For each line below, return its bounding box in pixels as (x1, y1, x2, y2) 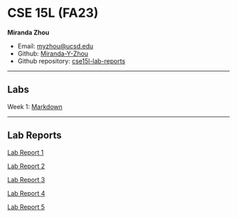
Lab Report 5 (7, 203, 45, 211)
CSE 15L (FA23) (7, 5, 99, 21)
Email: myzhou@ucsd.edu (17, 41, 94, 50)
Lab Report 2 (7, 162, 45, 170)
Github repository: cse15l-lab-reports (17, 56, 126, 65)
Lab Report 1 (7, 148, 44, 156)
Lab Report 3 (7, 175, 45, 184)
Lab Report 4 (7, 188, 46, 198)
